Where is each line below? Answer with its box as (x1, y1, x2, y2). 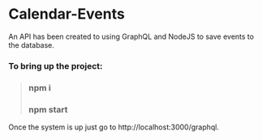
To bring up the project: (8, 60, 103, 71)
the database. (8, 40, 55, 49)
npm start (28, 104, 68, 115)
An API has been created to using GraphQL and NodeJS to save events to (8, 32, 254, 41)
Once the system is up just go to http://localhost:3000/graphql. (8, 122, 219, 132)
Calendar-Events (8, 5, 126, 23)
